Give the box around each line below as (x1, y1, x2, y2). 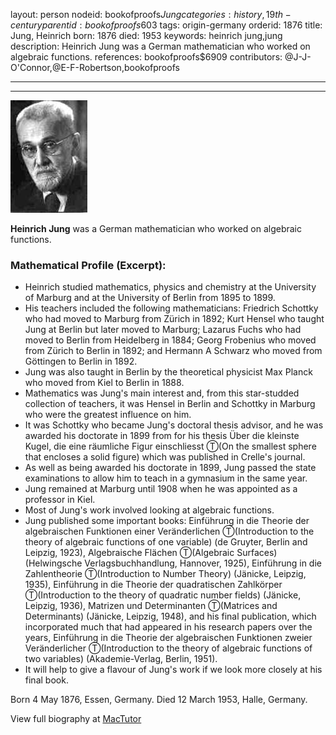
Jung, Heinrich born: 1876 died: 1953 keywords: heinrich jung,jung (10, 30, 283, 41)
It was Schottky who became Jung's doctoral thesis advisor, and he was (24, 419, 324, 431)
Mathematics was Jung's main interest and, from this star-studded (24, 387, 300, 399)
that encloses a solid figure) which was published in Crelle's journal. (24, 451, 306, 463)
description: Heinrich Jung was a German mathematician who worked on (10, 40, 311, 52)
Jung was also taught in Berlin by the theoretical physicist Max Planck (24, 366, 313, 378)
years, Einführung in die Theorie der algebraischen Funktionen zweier (24, 632, 313, 644)
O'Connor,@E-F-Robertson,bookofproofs (10, 62, 180, 73)
